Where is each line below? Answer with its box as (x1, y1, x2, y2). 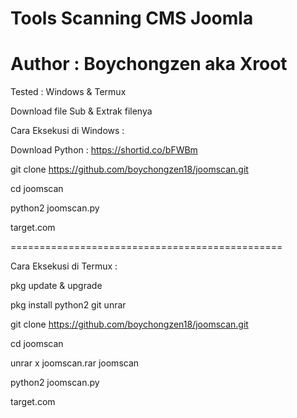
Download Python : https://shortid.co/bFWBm (10, 144, 198, 156)
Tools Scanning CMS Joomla (10, 7, 254, 30)
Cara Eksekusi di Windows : (10, 125, 125, 137)
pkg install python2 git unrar (10, 299, 127, 311)
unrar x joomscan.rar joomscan (10, 357, 140, 369)
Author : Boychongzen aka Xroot (10, 53, 288, 76)
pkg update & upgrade (10, 280, 103, 292)
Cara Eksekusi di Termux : (10, 260, 118, 272)
